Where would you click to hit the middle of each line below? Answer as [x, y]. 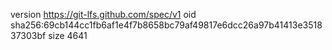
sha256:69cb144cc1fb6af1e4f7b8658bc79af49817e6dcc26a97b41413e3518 [166, 25]
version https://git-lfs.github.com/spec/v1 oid [103, 14]
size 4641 [68, 35]
